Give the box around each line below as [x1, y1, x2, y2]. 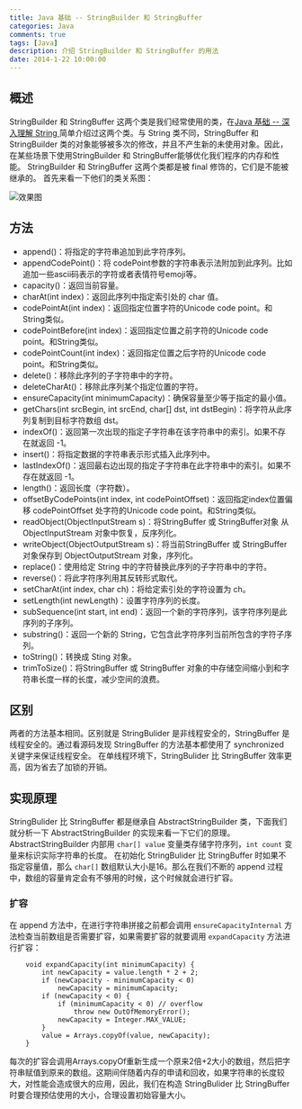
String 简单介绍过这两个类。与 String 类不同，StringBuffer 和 [34, 127, 259, 138]
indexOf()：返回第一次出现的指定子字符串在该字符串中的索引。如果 [22, 426, 271, 437]
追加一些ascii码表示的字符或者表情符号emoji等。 [22, 268, 202, 279]
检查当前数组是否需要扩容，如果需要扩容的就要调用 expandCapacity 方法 [16, 931, 283, 942]
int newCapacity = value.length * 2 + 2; [41, 968, 200, 977]
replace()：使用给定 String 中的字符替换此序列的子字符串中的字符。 [22, 561, 272, 572]
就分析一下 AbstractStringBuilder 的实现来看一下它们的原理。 [9, 827, 235, 838]
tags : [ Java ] [9, 38, 58, 48]
